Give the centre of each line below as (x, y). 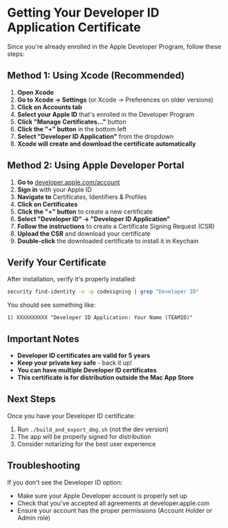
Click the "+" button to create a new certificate (85, 211)
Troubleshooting (44, 465)
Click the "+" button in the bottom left (72, 129)
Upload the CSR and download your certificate (84, 234)
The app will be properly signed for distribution (84, 436)
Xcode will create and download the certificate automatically (106, 144)
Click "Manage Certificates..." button (72, 122)
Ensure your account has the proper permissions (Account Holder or (115, 510)
